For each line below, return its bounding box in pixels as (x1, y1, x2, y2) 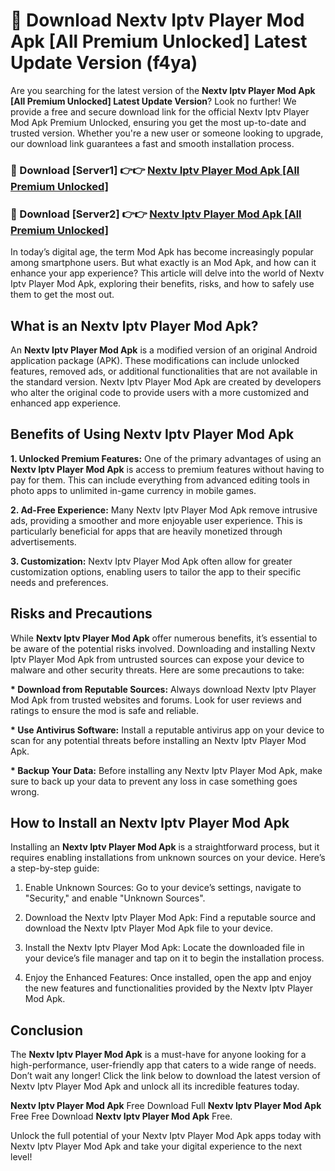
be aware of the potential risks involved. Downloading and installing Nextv (10, 642, 316, 654)
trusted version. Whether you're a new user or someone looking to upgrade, (10, 127, 324, 139)
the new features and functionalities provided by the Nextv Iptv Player (24, 982, 314, 994)
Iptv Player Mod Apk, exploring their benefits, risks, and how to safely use (10, 278, 315, 290)
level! (10, 1151, 33, 1163)
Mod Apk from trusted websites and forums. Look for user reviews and (10, 694, 302, 706)
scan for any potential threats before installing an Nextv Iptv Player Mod (10, 734, 307, 746)
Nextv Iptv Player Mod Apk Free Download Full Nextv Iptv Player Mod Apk (10, 1100, 322, 1112)
